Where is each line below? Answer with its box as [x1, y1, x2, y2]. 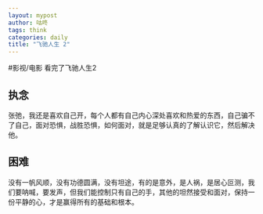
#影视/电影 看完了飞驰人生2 [8, 63, 97, 73]
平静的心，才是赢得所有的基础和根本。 [14, 197, 139, 206]
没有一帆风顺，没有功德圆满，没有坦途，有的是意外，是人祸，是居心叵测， [8, 177, 248, 187]
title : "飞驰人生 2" [8, 41, 70, 49]
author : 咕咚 [8, 19, 49, 27]
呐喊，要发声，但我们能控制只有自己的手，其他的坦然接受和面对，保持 [21, 187, 248, 197]
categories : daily [8, 33, 68, 42]
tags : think [8, 26, 47, 34]
